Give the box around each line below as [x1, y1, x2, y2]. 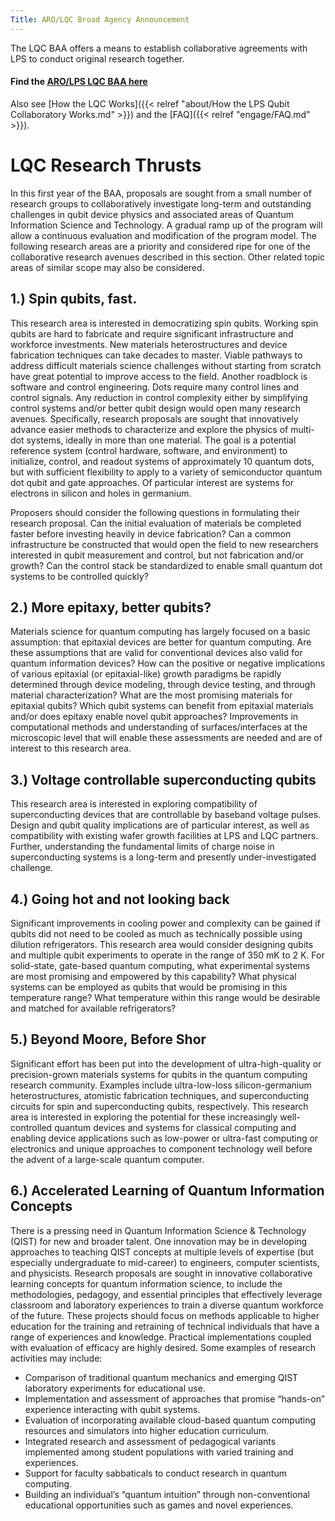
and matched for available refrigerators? [10, 1002, 177, 1015]
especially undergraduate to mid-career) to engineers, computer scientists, [10, 1256, 320, 1268]
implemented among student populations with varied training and [24, 1446, 294, 1458]
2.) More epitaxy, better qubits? [10, 599, 212, 616]
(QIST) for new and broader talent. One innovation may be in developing [10, 1235, 308, 1247]
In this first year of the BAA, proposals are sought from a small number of [10, 187, 312, 199]
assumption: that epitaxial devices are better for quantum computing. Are [10, 636, 312, 648]
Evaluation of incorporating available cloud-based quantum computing [24, 1414, 317, 1426]
